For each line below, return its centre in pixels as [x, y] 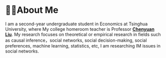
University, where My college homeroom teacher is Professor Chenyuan [80, 29]
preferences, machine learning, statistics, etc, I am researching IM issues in [83, 46]
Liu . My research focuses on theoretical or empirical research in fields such [83, 34]
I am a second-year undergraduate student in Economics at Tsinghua [76, 24]
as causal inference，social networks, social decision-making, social [76, 40]
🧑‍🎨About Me [32, 10]
